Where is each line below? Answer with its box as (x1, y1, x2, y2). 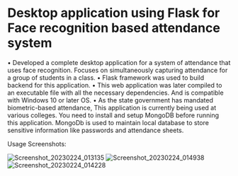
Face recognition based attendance (7, 20, 221, 36)
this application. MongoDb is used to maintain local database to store (7, 118, 209, 127)
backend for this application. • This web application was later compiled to (7, 81, 222, 89)
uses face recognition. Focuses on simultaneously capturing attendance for (7, 66, 228, 74)
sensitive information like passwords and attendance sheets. (7, 126, 184, 134)
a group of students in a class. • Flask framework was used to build (7, 73, 205, 82)
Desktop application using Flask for (7, 5, 220, 21)
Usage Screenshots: (7, 139, 67, 148)
